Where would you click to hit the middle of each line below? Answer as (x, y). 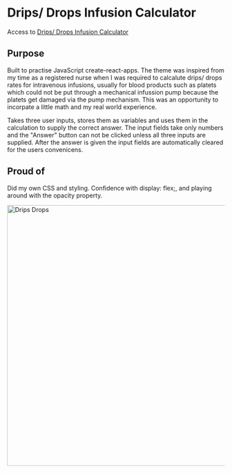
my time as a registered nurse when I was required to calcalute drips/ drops (115, 77)
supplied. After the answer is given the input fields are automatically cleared (115, 142)
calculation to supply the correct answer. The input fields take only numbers (115, 127)
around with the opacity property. (55, 195)
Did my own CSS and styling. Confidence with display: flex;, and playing (109, 188)
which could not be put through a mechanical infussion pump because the (113, 92)
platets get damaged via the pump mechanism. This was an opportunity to (113, 99)
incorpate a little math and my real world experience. (82, 107)
